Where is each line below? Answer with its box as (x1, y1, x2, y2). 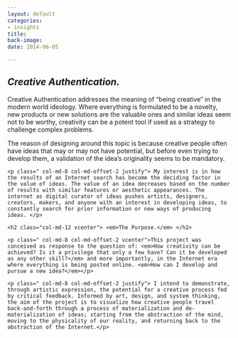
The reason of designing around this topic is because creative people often (7, 139, 227, 147)
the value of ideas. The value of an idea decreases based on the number (7, 180, 231, 187)
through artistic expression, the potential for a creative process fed (7, 286, 227, 293)
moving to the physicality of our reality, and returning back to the (7, 317, 221, 324)
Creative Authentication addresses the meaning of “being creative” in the (7, 95, 222, 103)
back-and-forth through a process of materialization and (7, 305, 183, 312)
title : (7, 30, 27, 38)
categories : (7, 17, 43, 24)
